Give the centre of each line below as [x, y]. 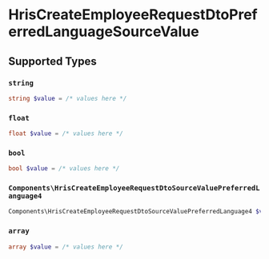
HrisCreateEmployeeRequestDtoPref [133, 15]
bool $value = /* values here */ [64, 169]
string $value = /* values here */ [68, 98]
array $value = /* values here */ [66, 247]
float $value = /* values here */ [66, 133]
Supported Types [53, 61]
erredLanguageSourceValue [104, 32]
